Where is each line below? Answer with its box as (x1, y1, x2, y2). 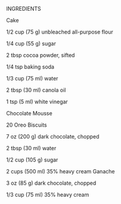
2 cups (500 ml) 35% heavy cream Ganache (6, 168, 115, 175)
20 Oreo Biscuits (6, 121, 47, 128)
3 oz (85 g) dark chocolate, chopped (6, 179, 97, 187)
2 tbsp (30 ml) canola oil (6, 86, 66, 94)
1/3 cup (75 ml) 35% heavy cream (6, 191, 89, 198)
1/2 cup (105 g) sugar (6, 156, 58, 163)
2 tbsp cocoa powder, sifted (6, 52, 75, 59)
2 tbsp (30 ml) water (6, 145, 57, 152)
